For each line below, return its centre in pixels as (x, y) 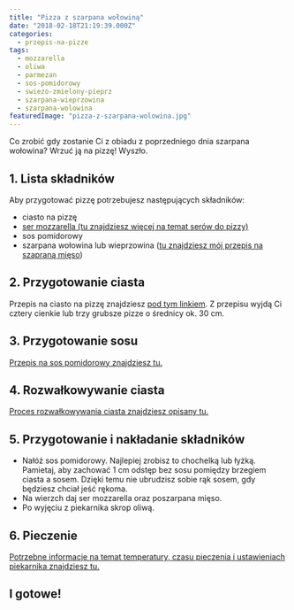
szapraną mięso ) (53, 254)
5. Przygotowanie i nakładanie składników (127, 439)
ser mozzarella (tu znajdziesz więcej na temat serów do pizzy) (135, 226)
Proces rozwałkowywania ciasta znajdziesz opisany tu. (109, 412)
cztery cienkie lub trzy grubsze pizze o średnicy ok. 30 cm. (117, 313)
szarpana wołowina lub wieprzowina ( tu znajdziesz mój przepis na (142, 245)
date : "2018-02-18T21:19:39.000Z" (73, 26)
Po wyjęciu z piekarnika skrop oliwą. (88, 508)
